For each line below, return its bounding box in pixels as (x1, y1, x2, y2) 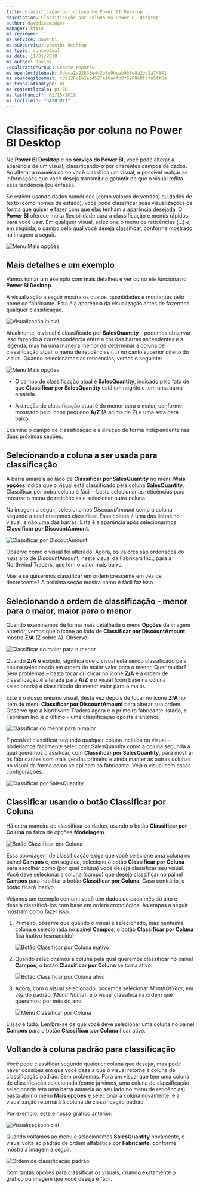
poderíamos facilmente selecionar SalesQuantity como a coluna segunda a (6, 743, 190, 750)
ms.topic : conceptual (6, 48, 60, 54)
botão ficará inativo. (6, 883, 56, 890)
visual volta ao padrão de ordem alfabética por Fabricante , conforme (6, 1139, 177, 1146)
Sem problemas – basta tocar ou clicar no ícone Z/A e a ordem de (6, 670, 168, 677)
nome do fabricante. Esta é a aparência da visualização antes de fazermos (6, 300, 190, 307)
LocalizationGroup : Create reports (6, 64, 95, 71)
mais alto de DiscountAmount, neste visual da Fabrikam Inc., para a (6, 555, 172, 562)
